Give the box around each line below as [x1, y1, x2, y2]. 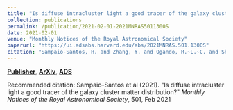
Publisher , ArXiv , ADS [7, 67, 73, 76]
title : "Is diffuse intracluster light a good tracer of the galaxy [7, 10, 209, 17]
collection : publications [7, 16, 82, 23]
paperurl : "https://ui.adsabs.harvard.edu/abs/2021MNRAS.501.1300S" [7, 42, 209, 49]
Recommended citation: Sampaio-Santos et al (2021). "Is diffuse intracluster [7, 80, 225, 89]
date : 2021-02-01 [7, 29, 58, 36]
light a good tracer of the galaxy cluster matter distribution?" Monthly [7, 87, 205, 96]
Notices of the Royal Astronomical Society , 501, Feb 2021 [7, 95, 171, 103]
